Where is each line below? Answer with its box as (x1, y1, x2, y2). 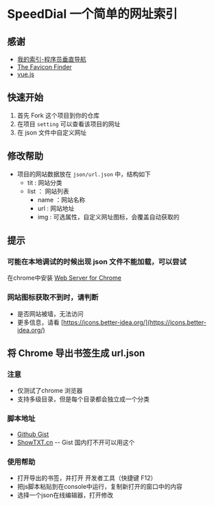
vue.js (16, 70, 34, 78)
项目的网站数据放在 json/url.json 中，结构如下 (16, 169, 151, 178)
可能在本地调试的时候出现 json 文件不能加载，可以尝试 (7, 256, 187, 266)
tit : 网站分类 (27, 178, 63, 186)
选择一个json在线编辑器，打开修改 (16, 491, 114, 499)
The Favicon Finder (16, 63, 72, 71)
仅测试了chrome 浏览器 (16, 387, 83, 395)
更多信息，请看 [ (16, 318, 64, 326)
